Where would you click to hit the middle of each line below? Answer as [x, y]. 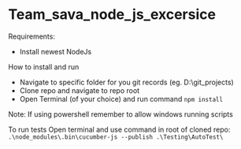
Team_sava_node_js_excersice [112, 15]
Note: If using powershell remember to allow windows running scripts [121, 114]
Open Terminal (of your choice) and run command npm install [121, 99]
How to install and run [44, 67]
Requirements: [32, 36]
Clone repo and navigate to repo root [80, 90]
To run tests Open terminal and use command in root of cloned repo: [119, 129]
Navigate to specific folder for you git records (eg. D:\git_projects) [126, 82]
